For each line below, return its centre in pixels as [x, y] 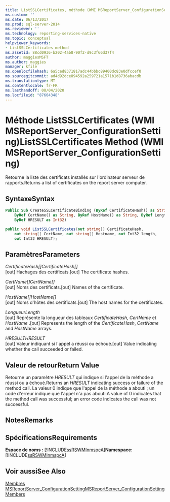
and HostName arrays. [29, 329]
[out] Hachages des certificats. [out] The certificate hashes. [67, 272]
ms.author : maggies [26, 62]
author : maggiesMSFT [27, 57]
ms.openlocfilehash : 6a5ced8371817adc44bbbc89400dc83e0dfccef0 [73, 72]
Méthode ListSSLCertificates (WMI [80, 120]
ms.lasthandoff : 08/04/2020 [35, 90]
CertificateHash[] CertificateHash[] [41, 267]
